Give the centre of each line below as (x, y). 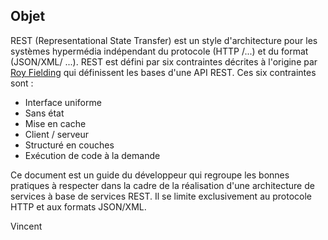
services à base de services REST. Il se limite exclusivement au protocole (161, 196)
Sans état (44, 113)
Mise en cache (55, 123)
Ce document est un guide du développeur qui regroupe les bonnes (150, 175)
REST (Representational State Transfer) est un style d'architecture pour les (164, 40)
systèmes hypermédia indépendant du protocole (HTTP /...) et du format (159, 51)
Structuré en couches (69, 145)
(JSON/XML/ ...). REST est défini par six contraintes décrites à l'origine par (164, 61)
